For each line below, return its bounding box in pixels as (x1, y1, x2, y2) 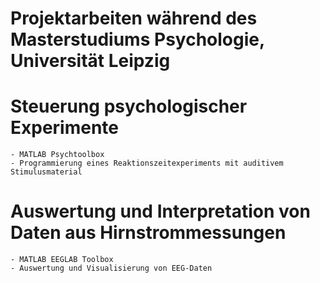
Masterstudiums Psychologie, (10, 28, 265, 51)
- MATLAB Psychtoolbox (10, 150, 105, 160)
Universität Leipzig (10, 50, 171, 72)
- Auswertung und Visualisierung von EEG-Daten (10, 263, 213, 274)
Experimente (10, 117, 120, 139)
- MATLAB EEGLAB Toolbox (10, 255, 114, 265)
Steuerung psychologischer (10, 95, 248, 118)
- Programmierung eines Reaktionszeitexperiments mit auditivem (10, 158, 284, 169)
